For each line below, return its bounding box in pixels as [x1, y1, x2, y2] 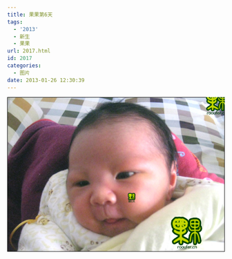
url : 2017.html [7, 48, 51, 55]
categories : [7, 62, 41, 69]
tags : [7, 18, 23, 26]
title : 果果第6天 [7, 11, 53, 18]
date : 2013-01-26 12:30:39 [7, 77, 85, 84]
